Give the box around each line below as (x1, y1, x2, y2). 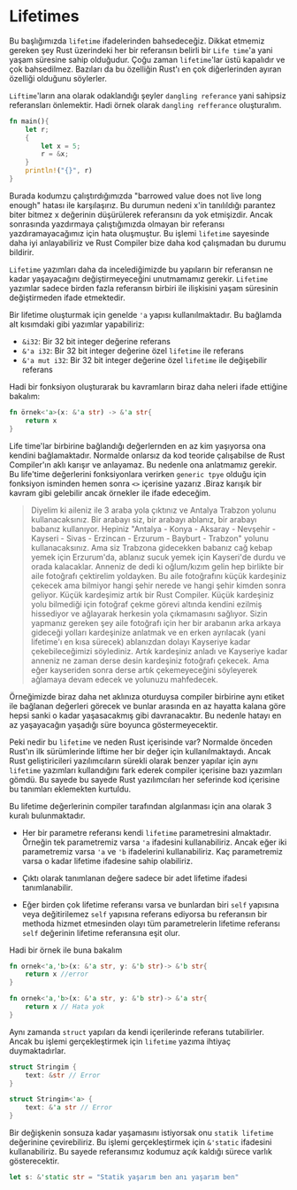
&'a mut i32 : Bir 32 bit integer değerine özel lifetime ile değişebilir (21, 354, 268, 365)
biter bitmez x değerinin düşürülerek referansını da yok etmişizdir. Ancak (9, 209, 273, 220)
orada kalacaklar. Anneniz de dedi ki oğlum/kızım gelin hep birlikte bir (30, 560, 285, 572)
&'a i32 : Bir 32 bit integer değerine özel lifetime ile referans (21, 345, 245, 356)
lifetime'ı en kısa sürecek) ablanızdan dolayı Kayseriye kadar (30, 636, 251, 647)
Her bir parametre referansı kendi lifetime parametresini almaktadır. (21, 827, 272, 838)
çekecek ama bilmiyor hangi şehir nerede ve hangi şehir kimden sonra (30, 580, 286, 591)
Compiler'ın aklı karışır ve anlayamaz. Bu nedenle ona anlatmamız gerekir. (9, 459, 278, 470)
